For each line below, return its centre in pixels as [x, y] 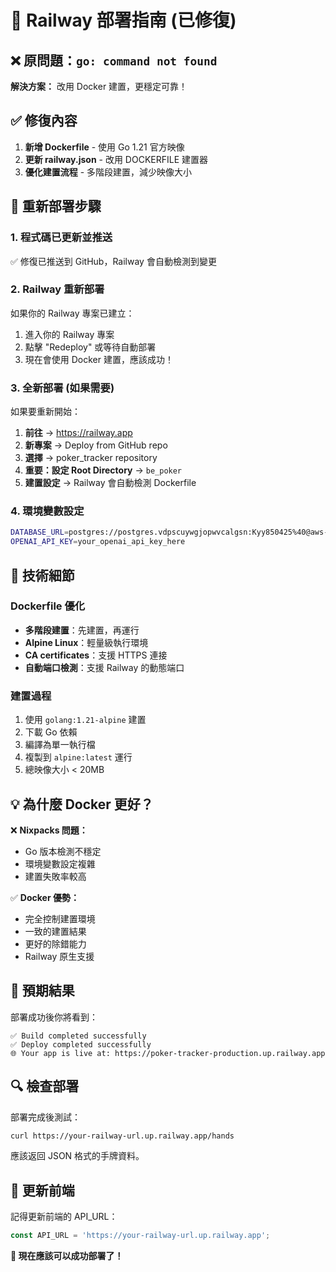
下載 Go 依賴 [51, 732]
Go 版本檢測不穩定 [63, 851]
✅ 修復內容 [44, 121]
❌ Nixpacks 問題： [49, 830]
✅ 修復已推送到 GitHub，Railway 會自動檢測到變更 [113, 261]
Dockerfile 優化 [48, 606]
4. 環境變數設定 [47, 511]
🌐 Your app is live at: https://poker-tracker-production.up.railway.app [168, 1053]
